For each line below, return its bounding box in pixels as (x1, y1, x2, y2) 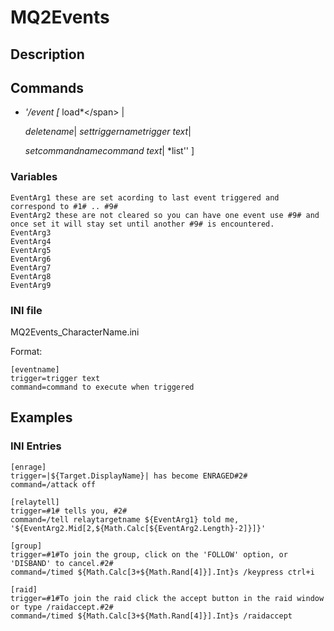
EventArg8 (10, 271, 52, 281)
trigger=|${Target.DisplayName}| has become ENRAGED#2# (10, 471, 248, 481)
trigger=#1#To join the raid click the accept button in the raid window (10, 593, 325, 603)
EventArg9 (10, 280, 52, 290)
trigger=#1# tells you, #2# (10, 506, 128, 516)
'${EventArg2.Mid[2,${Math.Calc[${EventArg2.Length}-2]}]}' (10, 523, 267, 533)
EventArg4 (10, 236, 52, 246)
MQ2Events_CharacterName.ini (10, 326, 140, 338)
